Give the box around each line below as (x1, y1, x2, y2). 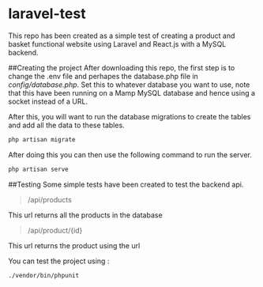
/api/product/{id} (27, 225, 83, 235)
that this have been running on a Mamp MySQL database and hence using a (8, 88, 255, 97)
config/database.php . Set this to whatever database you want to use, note (8, 80, 250, 89)
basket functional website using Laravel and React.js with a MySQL (8, 39, 227, 48)
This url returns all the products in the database (8, 210, 163, 220)
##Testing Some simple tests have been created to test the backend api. (8, 179, 244, 189)
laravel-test (8, 5, 86, 23)
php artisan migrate (8, 135, 77, 143)
